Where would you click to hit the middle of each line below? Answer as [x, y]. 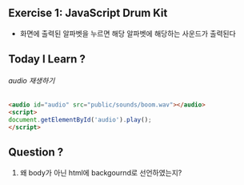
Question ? [36, 153]
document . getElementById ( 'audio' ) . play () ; [80, 120]
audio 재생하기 [32, 80]
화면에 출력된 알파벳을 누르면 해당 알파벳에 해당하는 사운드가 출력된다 [128, 33]
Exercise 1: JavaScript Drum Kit [88, 13]
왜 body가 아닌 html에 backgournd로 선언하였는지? [101, 172]
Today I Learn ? [47, 59]
